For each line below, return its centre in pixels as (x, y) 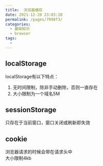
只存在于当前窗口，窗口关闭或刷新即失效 (48, 123)
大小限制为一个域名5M (36, 93)
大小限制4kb (18, 158)
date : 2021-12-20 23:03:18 (34, 15)
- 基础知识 (20, 29)
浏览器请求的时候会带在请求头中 (39, 152)
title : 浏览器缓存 (24, 10)
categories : (18, 24)
